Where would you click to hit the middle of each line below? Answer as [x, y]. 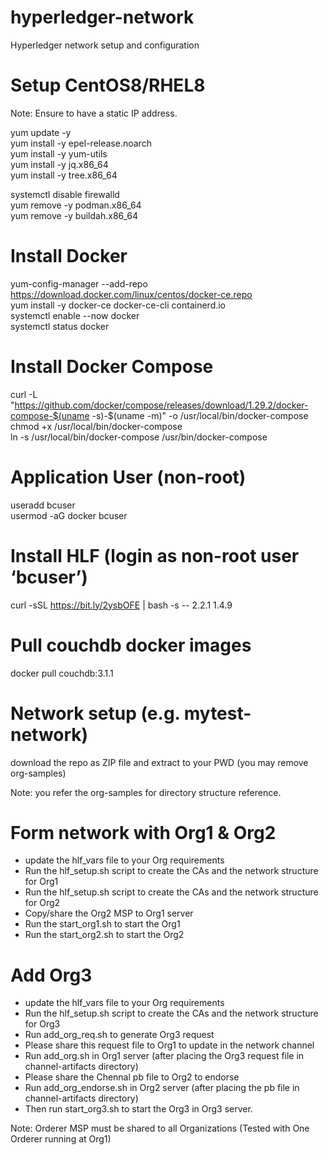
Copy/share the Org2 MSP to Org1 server [109, 913]
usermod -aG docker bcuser [69, 515]
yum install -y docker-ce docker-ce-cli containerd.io [118, 305]
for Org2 [42, 903]
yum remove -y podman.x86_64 [76, 205]
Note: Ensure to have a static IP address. [94, 113]
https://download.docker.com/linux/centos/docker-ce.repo [131, 294]
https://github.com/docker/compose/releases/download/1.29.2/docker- [161, 405]
